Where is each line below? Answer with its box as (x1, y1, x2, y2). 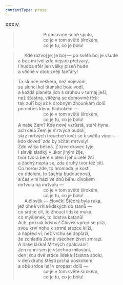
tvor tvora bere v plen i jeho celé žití (17, 154, 94, 160)
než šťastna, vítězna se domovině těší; (17, 94, 99, 101)
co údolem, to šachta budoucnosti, (17, 171, 92, 177)
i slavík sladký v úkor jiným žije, (17, 149, 85, 155)
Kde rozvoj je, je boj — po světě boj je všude (24, 52, 118, 58)
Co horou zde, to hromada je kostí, (17, 165, 91, 171)
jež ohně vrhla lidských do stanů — (17, 203, 92, 209)
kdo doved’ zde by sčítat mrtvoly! (17, 138, 89, 144)
